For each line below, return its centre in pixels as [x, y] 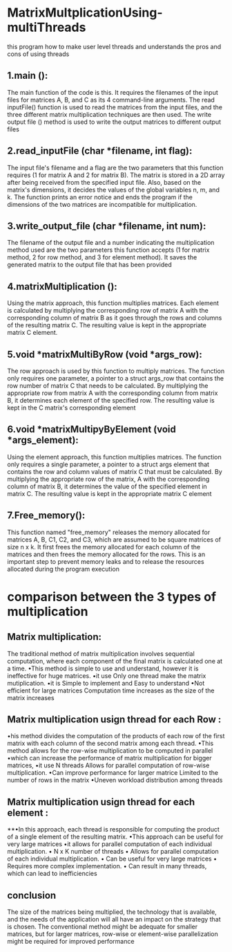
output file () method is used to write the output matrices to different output [114, 122]
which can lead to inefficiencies [52, 874]
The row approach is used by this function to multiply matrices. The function [116, 371]
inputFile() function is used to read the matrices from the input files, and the [115, 107]
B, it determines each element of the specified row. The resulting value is [111, 400]
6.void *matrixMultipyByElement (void [91, 429]
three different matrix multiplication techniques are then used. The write [109, 114]
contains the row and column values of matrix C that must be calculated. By [115, 471]
